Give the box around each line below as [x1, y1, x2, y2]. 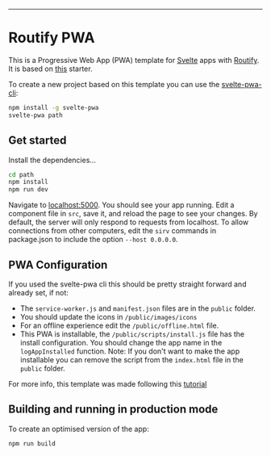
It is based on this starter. [8, 64, 93, 73]
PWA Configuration [8, 257, 108, 271]
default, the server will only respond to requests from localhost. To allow [8, 217, 249, 227]
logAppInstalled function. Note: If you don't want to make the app [19, 346, 240, 356]
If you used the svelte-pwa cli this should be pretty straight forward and [8, 279, 247, 289]
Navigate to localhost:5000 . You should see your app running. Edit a [8, 200, 235, 210]
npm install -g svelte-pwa [8, 103, 99, 111]
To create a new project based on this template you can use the [8, 79, 220, 89]
